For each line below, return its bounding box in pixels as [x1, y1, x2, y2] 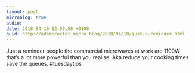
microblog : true [6, 14, 47, 20]
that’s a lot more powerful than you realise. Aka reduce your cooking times [6, 54, 189, 61]
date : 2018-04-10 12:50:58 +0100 [6, 25, 89, 32]
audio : [6, 20, 23, 26]
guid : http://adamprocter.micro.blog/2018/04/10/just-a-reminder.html [6, 31, 185, 37]
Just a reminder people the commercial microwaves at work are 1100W [6, 47, 180, 54]
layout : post [6, 8, 39, 15]
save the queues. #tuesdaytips [6, 60, 82, 68]
